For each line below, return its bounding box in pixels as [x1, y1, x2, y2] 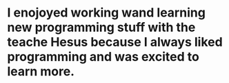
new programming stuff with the [7, 19, 196, 35]
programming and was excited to [7, 49, 200, 65]
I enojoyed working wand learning [7, 5, 206, 21]
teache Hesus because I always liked [7, 35, 223, 50]
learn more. [7, 64, 74, 80]
